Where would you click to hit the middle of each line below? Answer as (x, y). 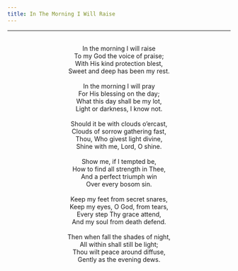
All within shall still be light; (119, 244)
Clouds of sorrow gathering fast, (119, 131)
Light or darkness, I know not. (119, 109)
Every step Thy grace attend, (119, 214)
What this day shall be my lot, (119, 101)
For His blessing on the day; (119, 94)
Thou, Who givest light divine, (119, 138)
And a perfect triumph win (119, 176)
